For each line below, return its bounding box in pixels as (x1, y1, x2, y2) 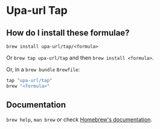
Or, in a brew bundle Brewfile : (6, 66, 80, 73)
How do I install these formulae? (6, 28, 130, 38)
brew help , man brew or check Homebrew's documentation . (6, 116, 153, 123)
